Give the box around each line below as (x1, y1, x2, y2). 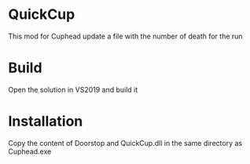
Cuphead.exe (8, 147, 52, 156)
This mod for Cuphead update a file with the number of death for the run (8, 31, 243, 41)
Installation (8, 112, 83, 130)
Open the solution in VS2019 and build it (8, 85, 138, 94)
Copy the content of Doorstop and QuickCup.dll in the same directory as (8, 138, 242, 148)
